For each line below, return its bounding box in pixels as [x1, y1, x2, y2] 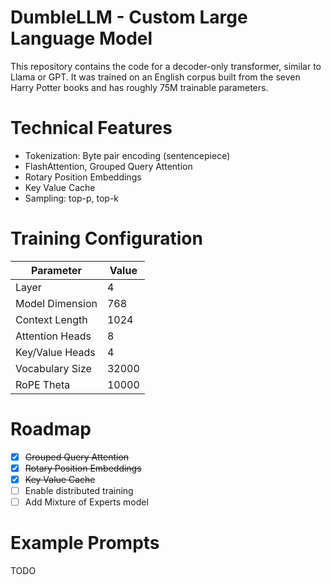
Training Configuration [10, 227, 203, 250]
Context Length [15, 312, 88, 326]
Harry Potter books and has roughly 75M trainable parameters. [10, 81, 269, 93]
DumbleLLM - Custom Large [10, 6, 248, 29]
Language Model [10, 27, 153, 50]
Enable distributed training [24, 484, 134, 496]
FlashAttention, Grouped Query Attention [24, 160, 193, 172]
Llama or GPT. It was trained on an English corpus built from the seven [10, 71, 301, 83]
